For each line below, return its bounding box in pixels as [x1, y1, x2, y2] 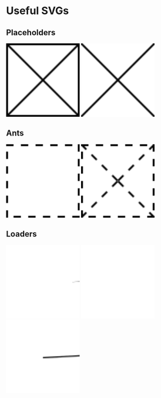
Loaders [6, 229, 37, 239]
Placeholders [6, 28, 56, 38]
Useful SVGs [6, 4, 69, 18]
